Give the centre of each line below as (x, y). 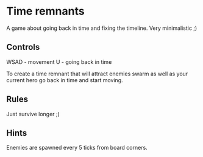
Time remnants (45, 11)
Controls (23, 47)
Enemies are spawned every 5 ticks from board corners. (77, 148)
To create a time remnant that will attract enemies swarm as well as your (97, 74)
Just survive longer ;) (33, 114)
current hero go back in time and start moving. (65, 80)
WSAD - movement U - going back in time (59, 61)
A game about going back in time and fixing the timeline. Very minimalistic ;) (102, 28)
